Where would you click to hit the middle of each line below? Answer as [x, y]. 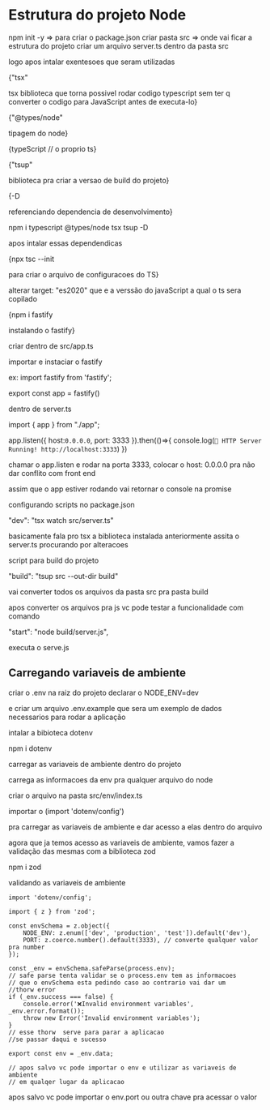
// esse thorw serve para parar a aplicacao [86, 1032]
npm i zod [25, 867]
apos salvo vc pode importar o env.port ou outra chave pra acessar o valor [133, 1097]
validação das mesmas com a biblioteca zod [82, 851]
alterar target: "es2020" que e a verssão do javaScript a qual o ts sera [125, 290]
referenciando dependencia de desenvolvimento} [91, 212]
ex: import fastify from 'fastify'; [60, 377]
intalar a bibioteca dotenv [51, 732]
